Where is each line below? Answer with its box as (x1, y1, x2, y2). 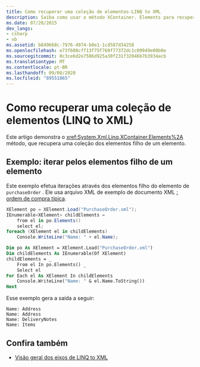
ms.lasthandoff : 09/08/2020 (6, 70, 76, 76)
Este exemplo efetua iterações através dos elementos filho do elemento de (6, 182, 189, 189)
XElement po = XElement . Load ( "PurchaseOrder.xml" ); (6, 206, 137, 212)
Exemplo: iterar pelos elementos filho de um (6, 157, 173, 167)
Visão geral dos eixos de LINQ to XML (14, 353, 108, 361)
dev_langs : (6, 25, 33, 32)
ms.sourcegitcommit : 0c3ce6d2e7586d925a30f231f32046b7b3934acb (6, 53, 167, 59)
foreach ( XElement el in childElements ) (6, 229, 108, 235)
